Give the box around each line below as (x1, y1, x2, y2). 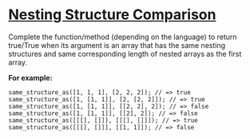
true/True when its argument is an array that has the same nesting (8, 40, 226, 50)
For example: (8, 73, 54, 82)
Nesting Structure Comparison (8, 6, 216, 24)
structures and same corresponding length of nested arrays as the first (8, 49, 242, 58)
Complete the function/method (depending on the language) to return (8, 32, 237, 42)
